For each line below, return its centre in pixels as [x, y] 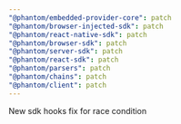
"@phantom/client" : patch [57, 85]
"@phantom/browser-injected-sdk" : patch [86, 26]
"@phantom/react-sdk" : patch [64, 60]
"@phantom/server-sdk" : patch [66, 52]
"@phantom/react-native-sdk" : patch [78, 34]
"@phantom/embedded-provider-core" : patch [90, 18]
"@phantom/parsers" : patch [60, 69]
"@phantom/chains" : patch [57, 77]
